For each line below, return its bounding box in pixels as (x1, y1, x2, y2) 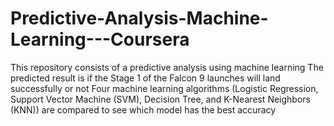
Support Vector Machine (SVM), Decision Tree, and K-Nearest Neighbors (10, 93, 311, 105)
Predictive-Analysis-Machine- (10, 7, 269, 30)
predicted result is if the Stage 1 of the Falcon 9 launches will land (10, 72, 281, 84)
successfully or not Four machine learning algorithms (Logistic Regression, (10, 82, 319, 94)
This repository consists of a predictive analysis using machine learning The (10, 61, 324, 73)
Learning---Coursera (10, 28, 190, 51)
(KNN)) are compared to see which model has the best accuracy (10, 103, 277, 116)
